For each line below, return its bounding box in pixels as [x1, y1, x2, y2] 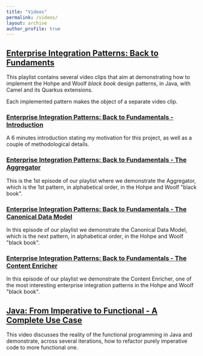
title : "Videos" [6, 8, 47, 15]
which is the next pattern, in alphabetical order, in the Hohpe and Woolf [6, 232, 184, 240]
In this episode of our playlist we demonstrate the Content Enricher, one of [6, 275, 192, 282]
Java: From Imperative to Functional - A [6, 305, 158, 316]
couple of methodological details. [6, 141, 89, 148]
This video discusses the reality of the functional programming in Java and [6, 331, 192, 339]
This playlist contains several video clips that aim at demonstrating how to [6, 74, 190, 81]
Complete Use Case [6, 315, 83, 325]
